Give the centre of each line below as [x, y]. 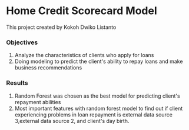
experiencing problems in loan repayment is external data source [93, 114]
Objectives [22, 42]
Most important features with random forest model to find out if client [99, 108]
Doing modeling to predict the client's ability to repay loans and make [99, 61]
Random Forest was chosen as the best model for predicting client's [97, 96]
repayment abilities [38, 102]
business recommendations [48, 68]
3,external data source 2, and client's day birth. [72, 121]
